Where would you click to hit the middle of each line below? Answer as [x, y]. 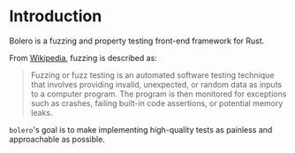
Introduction [56, 16]
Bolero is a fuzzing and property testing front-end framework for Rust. [137, 41]
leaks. [42, 112]
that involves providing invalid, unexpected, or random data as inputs [156, 84]
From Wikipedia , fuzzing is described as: [83, 57]
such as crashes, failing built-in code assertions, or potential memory [157, 103]
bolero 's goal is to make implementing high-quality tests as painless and [141, 129]
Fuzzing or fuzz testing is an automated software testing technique [152, 75]
